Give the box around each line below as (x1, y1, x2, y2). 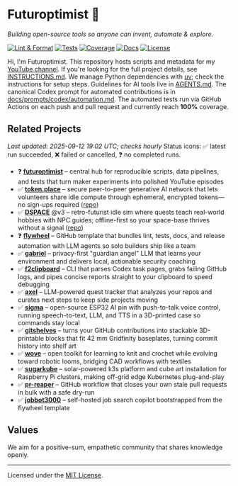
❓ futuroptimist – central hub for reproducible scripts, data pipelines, (17, 166, 220, 176)
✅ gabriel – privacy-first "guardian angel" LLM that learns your (17, 249, 201, 257)
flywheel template (17, 403, 70, 412)
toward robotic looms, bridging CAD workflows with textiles (17, 357, 191, 366)
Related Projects (7, 123, 81, 135)
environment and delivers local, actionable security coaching (17, 256, 196, 265)
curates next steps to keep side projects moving (17, 295, 158, 304)
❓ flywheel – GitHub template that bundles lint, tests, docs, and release (17, 231, 225, 239)
